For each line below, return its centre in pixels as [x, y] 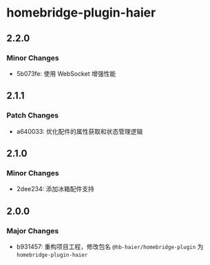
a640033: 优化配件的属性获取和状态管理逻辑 [80, 131]
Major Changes [33, 230]
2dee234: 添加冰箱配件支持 [55, 189]
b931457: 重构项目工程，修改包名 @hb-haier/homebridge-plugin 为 [110, 246]
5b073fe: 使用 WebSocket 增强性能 [66, 73]
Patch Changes [33, 115]
